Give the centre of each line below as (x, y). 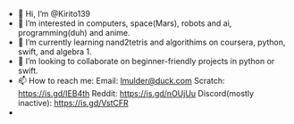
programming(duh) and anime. (74, 33)
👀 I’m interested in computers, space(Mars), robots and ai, (125, 23)
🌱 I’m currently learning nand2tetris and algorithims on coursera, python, (151, 42)
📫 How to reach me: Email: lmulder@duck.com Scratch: (121, 81)
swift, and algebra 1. (55, 52)
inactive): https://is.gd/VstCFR (73, 103)
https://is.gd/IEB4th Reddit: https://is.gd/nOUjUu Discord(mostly (136, 93)
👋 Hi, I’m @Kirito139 (54, 14)
